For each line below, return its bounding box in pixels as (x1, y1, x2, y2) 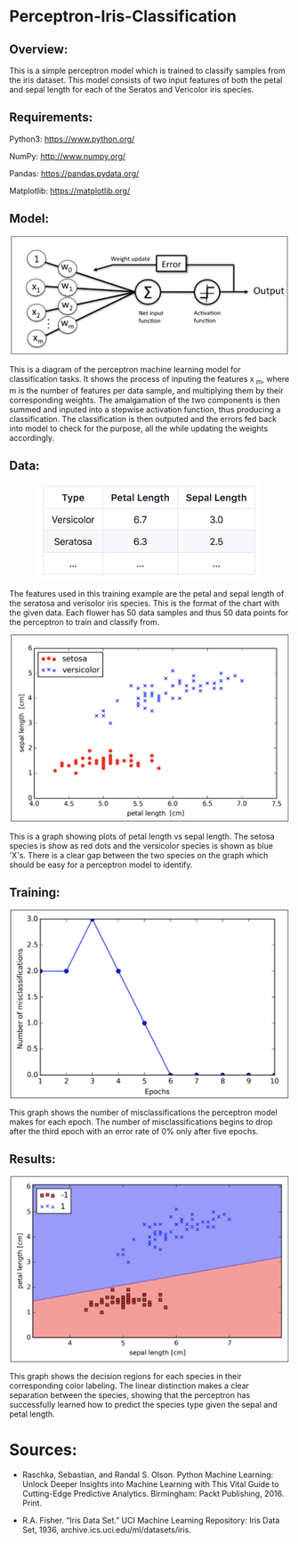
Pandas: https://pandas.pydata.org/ (9, 167, 140, 179)
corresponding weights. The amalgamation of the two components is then (9, 394, 280, 405)
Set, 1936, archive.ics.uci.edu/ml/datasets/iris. (21, 1524, 191, 1535)
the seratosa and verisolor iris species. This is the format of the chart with (9, 597, 280, 608)
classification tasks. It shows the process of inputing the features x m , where (9, 373, 290, 386)
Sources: (9, 1440, 77, 1459)
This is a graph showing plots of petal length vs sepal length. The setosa (9, 831, 275, 841)
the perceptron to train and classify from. (9, 616, 160, 627)
